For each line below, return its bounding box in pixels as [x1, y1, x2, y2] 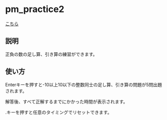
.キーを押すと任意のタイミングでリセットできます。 [5, 109, 112, 115]
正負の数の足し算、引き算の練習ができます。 [5, 51, 98, 57]
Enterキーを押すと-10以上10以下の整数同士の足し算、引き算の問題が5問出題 [5, 81, 162, 87]
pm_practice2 [5, 4, 64, 15]
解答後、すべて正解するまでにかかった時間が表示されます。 [5, 98, 128, 104]
